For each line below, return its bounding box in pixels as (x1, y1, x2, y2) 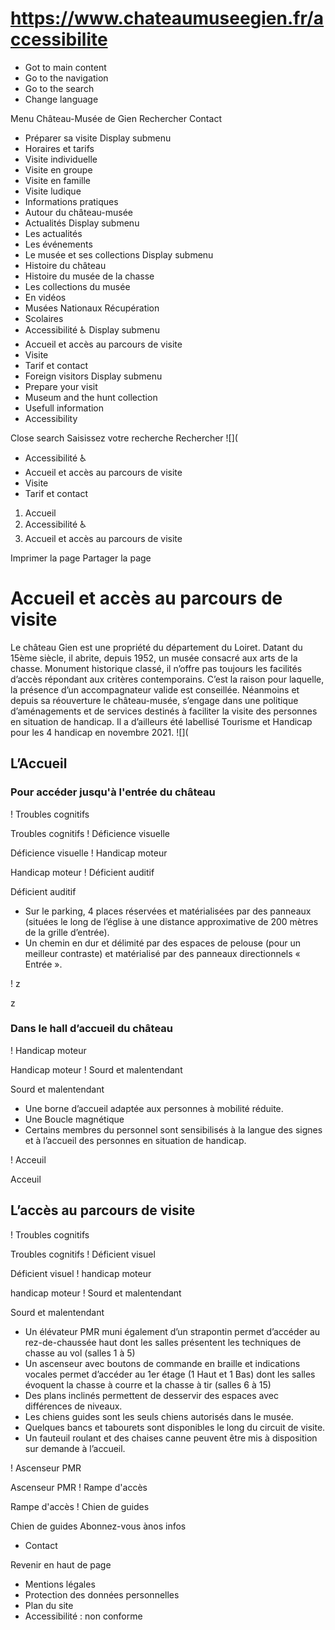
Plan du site (24, 1599, 74, 1611)
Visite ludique (24, 185, 82, 197)
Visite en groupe (24, 163, 93, 176)
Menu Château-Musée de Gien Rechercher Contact (10, 112, 222, 124)
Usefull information (24, 402, 105, 414)
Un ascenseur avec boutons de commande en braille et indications (24, 1357, 301, 1369)
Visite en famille (24, 174, 91, 186)
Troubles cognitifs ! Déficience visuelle (10, 827, 170, 839)
